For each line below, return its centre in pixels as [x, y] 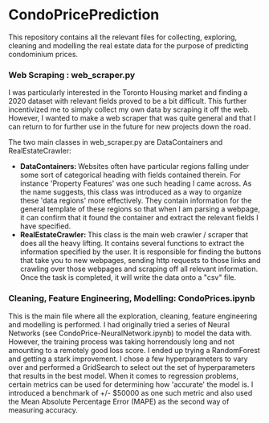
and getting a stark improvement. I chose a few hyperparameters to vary [128, 359]
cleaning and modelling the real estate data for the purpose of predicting [128, 45]
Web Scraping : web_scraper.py [72, 75]
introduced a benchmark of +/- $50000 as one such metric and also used [130, 392]
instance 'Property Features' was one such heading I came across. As [136, 183]
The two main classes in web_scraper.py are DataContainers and [116, 142]
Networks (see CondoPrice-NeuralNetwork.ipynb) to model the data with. [130, 333]
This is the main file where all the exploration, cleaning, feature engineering [133, 316]
